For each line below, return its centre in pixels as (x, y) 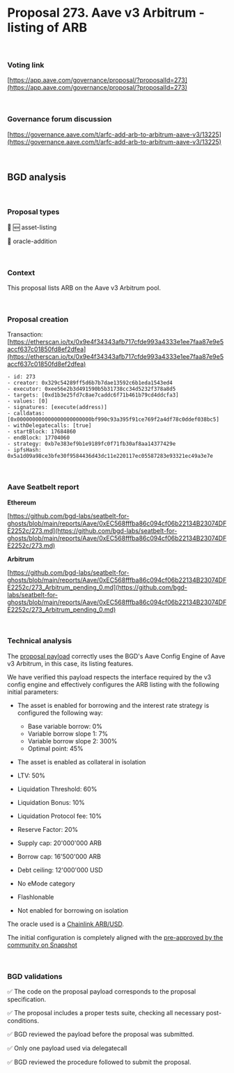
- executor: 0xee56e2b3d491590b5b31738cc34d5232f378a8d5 (92, 389)
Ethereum (22, 502)
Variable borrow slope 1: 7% (68, 734)
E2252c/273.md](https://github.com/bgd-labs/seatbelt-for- (92, 530)
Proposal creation (38, 319)
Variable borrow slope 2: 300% (72, 741)
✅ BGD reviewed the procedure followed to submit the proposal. (99, 1062)
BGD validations (35, 976)
